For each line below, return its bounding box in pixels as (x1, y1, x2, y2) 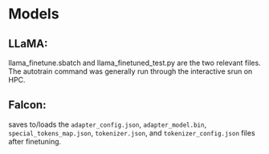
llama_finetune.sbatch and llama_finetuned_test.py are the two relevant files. (8, 58, 261, 67)
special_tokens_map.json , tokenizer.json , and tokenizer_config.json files (8, 128, 255, 137)
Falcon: (8, 98, 47, 112)
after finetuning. (8, 136, 62, 146)
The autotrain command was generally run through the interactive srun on (8, 67, 253, 76)
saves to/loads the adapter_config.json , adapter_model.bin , (8, 120, 207, 129)
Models (8, 5, 59, 23)
